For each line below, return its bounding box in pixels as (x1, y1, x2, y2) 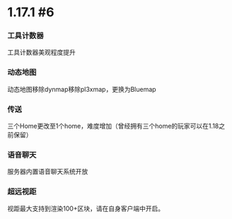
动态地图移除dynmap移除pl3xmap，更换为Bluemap (7, 85, 157, 93)
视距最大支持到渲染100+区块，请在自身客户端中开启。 (7, 204, 165, 213)
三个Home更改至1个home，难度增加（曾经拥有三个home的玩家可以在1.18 (7, 122, 219, 131)
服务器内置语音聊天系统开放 (7, 167, 88, 176)
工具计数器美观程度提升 (7, 48, 76, 57)
